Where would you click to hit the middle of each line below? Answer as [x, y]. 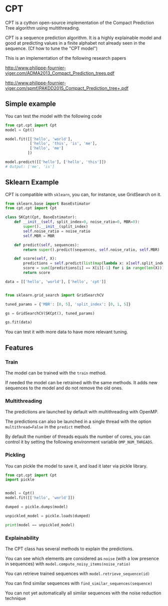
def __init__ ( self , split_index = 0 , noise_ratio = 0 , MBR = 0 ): [77, 222]
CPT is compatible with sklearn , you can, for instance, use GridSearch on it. [83, 194]
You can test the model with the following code [53, 116]
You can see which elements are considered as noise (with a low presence [82, 559]
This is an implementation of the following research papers [66, 58]
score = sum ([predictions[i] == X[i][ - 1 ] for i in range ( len [88, 268]
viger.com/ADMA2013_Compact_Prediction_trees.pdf [60, 73]
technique [15, 598]
